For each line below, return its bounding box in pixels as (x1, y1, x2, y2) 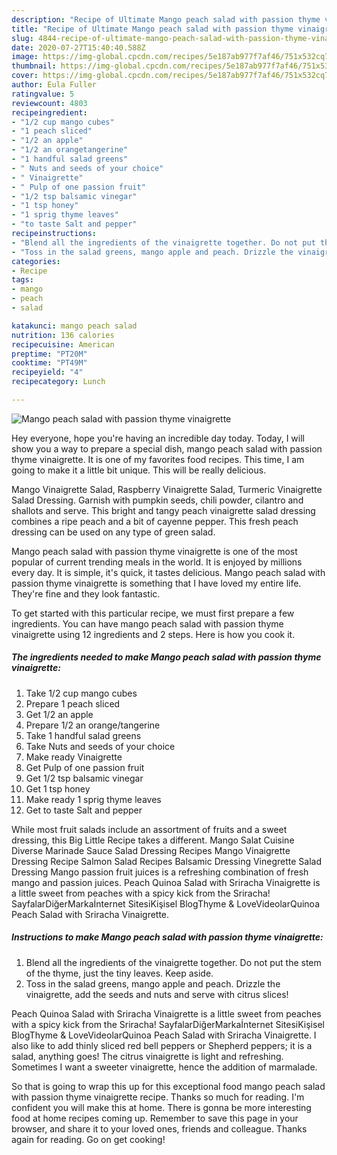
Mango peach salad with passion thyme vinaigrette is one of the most (11, 545, 298, 557)
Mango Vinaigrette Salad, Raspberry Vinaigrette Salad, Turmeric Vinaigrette (11, 483, 323, 495)
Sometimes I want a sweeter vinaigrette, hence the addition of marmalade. (11, 1061, 318, 1073)
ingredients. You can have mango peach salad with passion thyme (11, 617, 284, 630)
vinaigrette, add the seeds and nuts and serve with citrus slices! (25, 988, 289, 1000)
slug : (11, 33, 34, 43)
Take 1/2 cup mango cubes (25, 687, 138, 699)
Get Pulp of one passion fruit (25, 761, 145, 773)
